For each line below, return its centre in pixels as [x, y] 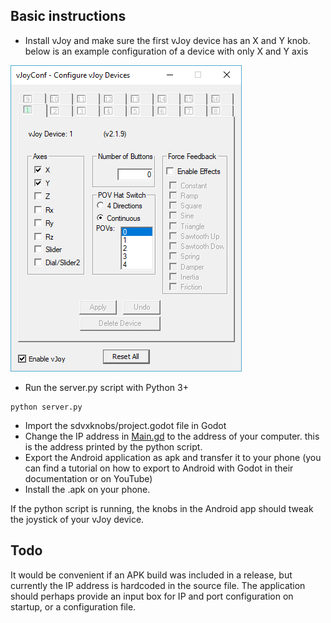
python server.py [46, 407]
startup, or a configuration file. [73, 606]
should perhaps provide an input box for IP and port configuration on [152, 596]
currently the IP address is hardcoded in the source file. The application [158, 585]
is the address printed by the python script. [113, 446]
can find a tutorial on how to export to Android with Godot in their [159, 468]
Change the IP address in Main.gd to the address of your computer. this [172, 436]
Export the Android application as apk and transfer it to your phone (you [173, 457]
